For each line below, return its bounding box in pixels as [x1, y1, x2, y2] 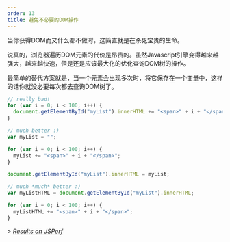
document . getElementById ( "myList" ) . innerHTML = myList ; [7, 171, 170, 178]
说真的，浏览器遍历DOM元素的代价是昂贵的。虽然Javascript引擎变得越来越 [7, 51, 219, 59]
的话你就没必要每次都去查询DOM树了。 [7, 82, 118, 90]
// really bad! [7, 96, 51, 103]
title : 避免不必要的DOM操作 [7, 16, 79, 23]
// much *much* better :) [7, 183, 81, 190]
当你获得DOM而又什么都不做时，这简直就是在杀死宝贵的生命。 [7, 36, 183, 44]
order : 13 [7, 10, 36, 17]
